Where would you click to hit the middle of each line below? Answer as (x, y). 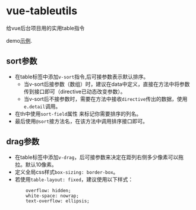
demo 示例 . (19, 40)
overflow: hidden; (48, 190)
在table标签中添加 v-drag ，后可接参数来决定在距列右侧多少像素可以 (97, 157)
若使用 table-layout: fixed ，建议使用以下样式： (74, 179)
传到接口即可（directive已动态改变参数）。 (75, 91)
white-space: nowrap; (52, 196)
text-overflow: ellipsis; (58, 201)
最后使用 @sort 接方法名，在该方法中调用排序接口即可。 (81, 121)
